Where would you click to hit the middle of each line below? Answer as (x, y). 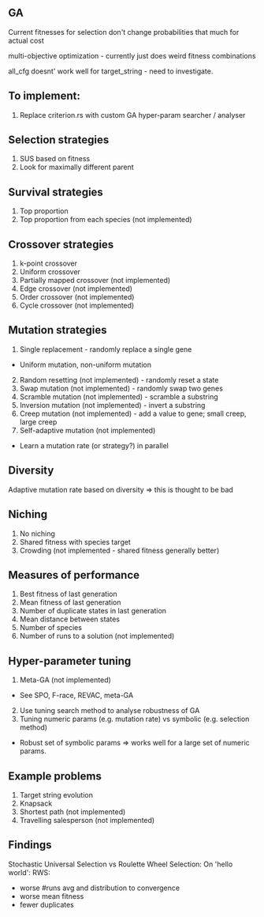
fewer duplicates (47, 904)
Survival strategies (56, 192)
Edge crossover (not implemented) (76, 289)
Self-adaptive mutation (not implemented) (87, 430)
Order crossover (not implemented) (77, 297)
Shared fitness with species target (75, 542)
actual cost (26, 40)
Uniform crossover (50, 272)
